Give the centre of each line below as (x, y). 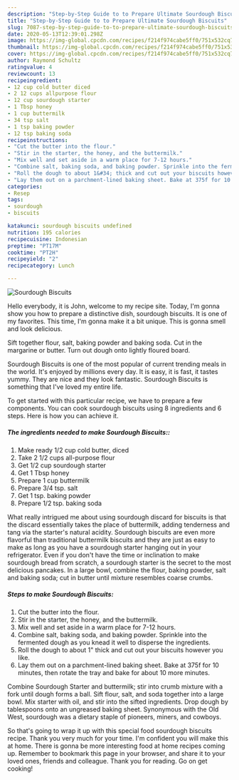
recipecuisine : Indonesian (47, 239)
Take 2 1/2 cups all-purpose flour (66, 457)
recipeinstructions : (38, 140)
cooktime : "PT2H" (33, 253)
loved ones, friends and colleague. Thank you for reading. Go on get (107, 761)
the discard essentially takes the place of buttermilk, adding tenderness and (118, 525)
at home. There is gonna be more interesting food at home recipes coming (116, 746)
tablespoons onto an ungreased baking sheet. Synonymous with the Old (113, 709)
